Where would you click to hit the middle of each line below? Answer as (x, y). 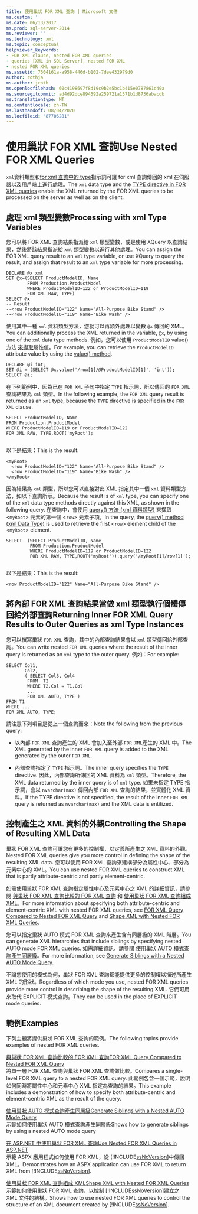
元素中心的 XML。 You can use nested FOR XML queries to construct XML (95, 870)
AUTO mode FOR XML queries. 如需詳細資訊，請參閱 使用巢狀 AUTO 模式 (95, 948)
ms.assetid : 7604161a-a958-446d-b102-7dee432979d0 (70, 72)
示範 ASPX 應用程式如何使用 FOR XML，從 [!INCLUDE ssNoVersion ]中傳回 (95, 1157)
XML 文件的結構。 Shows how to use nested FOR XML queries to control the (98, 1198)
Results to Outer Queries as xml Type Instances (95, 625)
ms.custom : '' (24, 17)
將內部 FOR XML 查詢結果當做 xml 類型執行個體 (92, 604)
